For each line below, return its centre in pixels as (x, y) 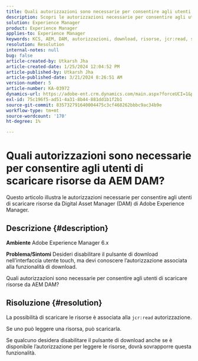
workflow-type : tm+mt (33, 110)
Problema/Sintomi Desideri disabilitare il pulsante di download (82, 254)
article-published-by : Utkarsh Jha (50, 72)
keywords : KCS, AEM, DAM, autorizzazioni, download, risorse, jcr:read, (97, 39)
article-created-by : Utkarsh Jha (47, 61)
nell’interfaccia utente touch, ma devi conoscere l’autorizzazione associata (97, 260)
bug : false (19, 56)
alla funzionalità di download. (42, 266)
